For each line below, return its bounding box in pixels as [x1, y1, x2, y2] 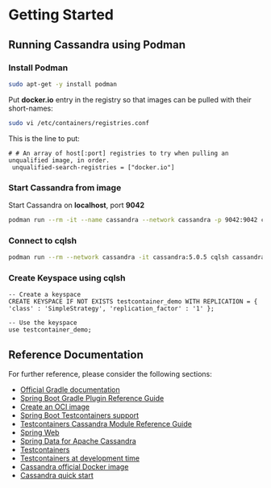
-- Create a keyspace [8, 290, 81, 299]
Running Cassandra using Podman [8, 38, 186, 52]
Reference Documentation [8, 348, 144, 361]
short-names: [8, 103, 54, 113]
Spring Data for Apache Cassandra [19, 436, 137, 446]
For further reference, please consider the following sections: [8, 369, 212, 379]
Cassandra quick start [19, 470, 94, 481]
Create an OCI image [19, 402, 90, 412]
